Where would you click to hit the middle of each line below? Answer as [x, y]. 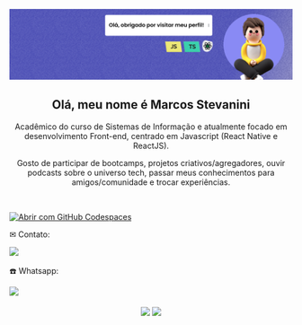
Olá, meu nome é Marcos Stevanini [151, 105]
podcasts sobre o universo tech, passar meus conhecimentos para [151, 172]
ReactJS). [151, 145]
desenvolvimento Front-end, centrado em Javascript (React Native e [151, 136]
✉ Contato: [30, 234]
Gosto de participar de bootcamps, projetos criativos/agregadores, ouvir [151, 162]
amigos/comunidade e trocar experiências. [151, 182]
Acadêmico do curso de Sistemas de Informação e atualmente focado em [151, 127]
